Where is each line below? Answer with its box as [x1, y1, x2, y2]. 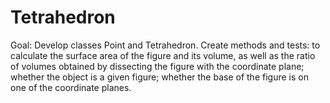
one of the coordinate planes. [10, 81, 132, 93]
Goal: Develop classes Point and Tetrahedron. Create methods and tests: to [10, 39, 321, 51]
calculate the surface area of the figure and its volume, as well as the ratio [10, 49, 316, 61]
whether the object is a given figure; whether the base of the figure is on [10, 71, 309, 83]
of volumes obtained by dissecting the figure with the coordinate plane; [10, 60, 305, 72]
